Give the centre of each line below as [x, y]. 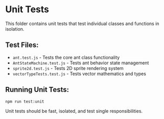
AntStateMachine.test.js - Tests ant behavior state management [81, 63]
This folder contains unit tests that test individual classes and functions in [82, 23]
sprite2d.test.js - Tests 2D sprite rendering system [68, 68]
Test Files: [22, 45]
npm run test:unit [25, 101]
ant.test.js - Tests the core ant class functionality [66, 57]
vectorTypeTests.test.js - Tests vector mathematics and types [79, 74]
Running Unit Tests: [37, 90]
